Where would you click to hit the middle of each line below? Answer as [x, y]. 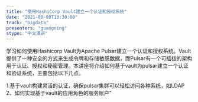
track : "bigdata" [27, 22]
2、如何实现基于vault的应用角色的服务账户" [59, 93]
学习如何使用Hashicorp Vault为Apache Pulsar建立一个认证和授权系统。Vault [98, 51]
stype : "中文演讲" [27, 34]
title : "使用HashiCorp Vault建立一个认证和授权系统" [66, 11]
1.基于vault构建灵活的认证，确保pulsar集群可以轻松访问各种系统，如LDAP [95, 85]
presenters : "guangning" [37, 28]
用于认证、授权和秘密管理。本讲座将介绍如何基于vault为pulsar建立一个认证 [97, 66]
